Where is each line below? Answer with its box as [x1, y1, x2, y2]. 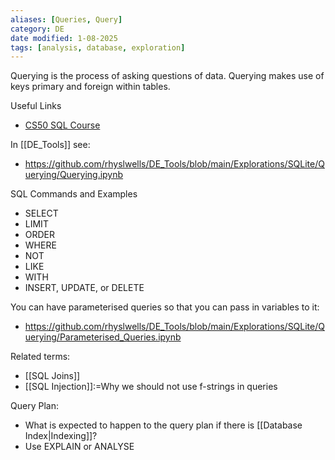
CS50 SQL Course [24, 119, 101, 131]
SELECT [24, 207, 59, 220]
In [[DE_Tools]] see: [10, 139, 91, 151]
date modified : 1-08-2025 [10, 33, 118, 43]
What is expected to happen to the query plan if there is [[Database [24, 419, 303, 431]
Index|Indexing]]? [24, 430, 98, 442]
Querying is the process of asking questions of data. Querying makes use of [10, 70, 325, 82]
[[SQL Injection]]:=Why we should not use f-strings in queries [24, 381, 278, 393]
